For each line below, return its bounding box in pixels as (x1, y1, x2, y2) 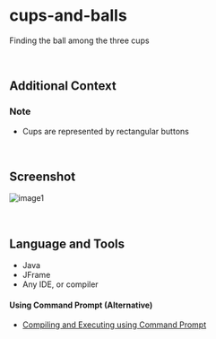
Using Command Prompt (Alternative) (9, 300, 153, 310)
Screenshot (9, 169, 76, 185)
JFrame (22, 270, 51, 281)
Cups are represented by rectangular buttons (22, 126, 190, 136)
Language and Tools (9, 236, 125, 251)
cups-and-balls (9, 5, 127, 26)
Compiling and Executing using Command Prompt (22, 319, 207, 330)
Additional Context (9, 78, 117, 94)
